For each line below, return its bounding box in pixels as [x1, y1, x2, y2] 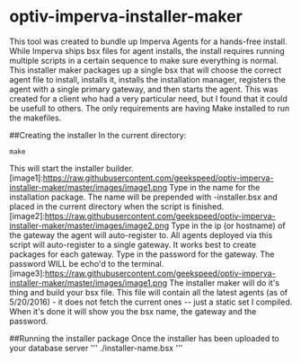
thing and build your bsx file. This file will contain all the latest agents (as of [9, 287, 288, 297]
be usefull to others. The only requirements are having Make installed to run [9, 102, 290, 113]
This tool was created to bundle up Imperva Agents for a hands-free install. [9, 36, 288, 47]
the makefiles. [9, 112, 62, 123]
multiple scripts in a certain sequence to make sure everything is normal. [9, 55, 279, 66]
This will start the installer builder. [9, 163, 134, 173]
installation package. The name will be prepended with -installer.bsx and [9, 191, 279, 202]
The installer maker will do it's [169, 277, 280, 288]
